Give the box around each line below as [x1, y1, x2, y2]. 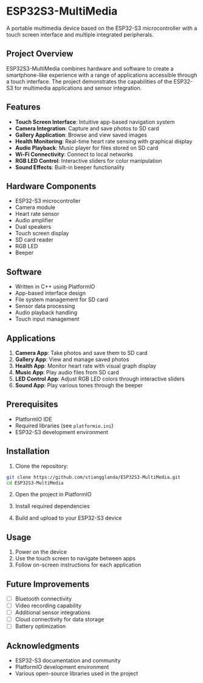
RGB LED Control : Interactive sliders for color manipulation [15, 157, 162, 164]
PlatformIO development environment [15, 663, 109, 671]
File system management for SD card [15, 296, 108, 303]
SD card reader [15, 236, 53, 243]
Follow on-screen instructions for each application [15, 561, 142, 568]
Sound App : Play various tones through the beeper [15, 382, 143, 388]
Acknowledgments [6, 640, 80, 651]
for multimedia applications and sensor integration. [14, 84, 142, 91]
